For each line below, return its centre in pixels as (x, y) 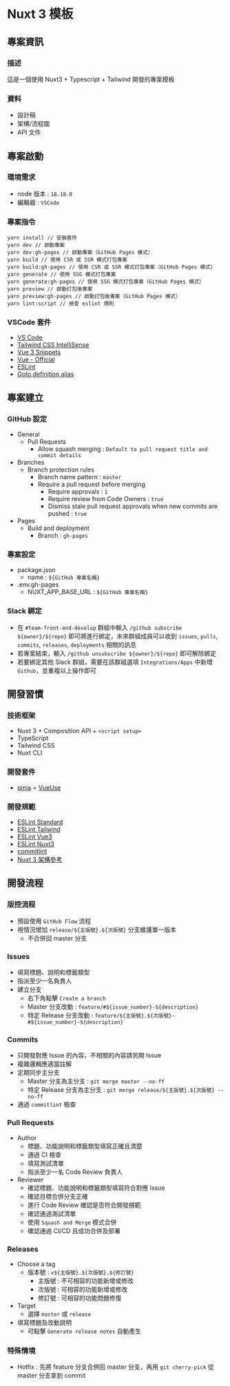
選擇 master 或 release (59, 1314)
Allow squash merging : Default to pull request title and (123, 449)
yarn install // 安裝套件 (42, 238)
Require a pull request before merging (92, 484)
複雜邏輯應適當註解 (44, 1064)
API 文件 (29, 132)
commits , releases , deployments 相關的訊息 (76, 644)
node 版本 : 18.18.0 (45, 193)
